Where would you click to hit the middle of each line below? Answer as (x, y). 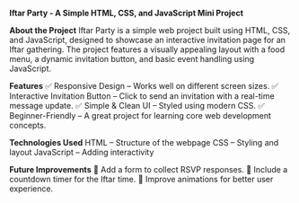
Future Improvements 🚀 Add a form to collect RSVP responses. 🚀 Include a (149, 169)
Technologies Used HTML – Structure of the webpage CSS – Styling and (144, 142)
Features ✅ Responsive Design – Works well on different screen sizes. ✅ (144, 86)
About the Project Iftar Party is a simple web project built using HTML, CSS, (150, 30)
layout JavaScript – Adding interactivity (82, 152)
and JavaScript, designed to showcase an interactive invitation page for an (147, 40)
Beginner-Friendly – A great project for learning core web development (141, 115)
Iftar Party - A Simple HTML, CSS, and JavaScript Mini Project (127, 13)
